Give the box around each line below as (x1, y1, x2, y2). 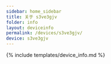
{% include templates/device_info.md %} (6, 52, 106, 58)
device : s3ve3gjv (6, 35, 49, 41)
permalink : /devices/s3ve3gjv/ (6, 30, 83, 36)
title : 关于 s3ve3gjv (6, 14, 58, 20)
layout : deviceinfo (6, 24, 54, 31)
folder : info (6, 19, 38, 25)
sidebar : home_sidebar (6, 8, 62, 15)
